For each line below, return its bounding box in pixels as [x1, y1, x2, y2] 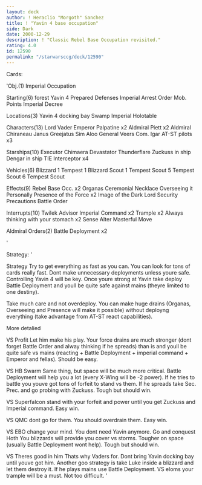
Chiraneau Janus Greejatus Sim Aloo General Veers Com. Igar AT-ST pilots [6, 130, 192, 137]
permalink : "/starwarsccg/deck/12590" [6, 54, 104, 60]
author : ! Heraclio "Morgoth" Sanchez [6, 15, 104, 21]
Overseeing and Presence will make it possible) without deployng [6, 306, 169, 313]
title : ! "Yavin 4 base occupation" [6, 20, 99, 26]
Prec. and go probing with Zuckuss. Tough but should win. [6, 386, 152, 394]
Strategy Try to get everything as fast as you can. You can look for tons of [6, 262, 191, 270]
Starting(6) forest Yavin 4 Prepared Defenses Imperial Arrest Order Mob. [6, 94, 187, 101]
